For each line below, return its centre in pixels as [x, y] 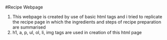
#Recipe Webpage [24, 7]
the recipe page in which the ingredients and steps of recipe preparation [87, 22]
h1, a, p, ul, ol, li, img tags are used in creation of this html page [77, 32]
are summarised [29, 27]
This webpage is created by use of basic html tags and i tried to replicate [87, 17]
